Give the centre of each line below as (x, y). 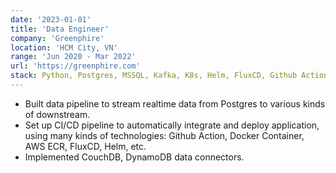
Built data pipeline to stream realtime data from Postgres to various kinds (175, 103)
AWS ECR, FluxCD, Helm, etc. (85, 146)
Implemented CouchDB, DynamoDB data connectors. (134, 157)
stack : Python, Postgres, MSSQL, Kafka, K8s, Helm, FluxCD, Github (154, 76)
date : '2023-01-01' (51, 19)
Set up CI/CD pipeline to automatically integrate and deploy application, (172, 125)
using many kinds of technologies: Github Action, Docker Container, (164, 135)
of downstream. (57, 114)
